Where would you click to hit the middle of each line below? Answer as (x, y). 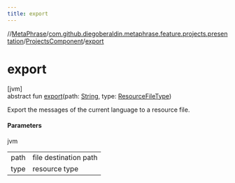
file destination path (65, 157)
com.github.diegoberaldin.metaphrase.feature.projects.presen (138, 34)
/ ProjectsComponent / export (64, 41)
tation (16, 41)
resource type (56, 168)
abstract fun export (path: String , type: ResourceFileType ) (90, 96)
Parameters (24, 126)
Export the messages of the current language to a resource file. (99, 110)
